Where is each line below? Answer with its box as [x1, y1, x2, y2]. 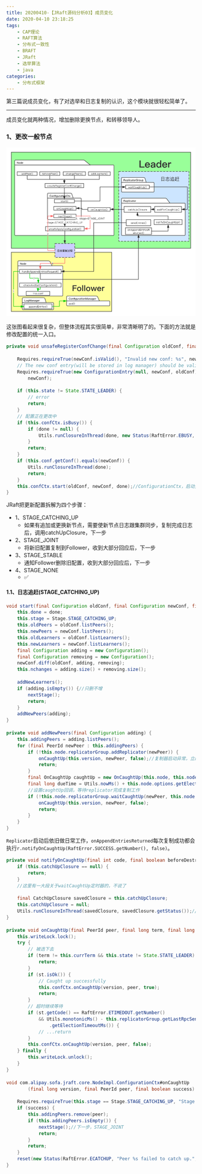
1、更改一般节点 [6, 133, 52, 141]
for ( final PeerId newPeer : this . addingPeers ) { [17, 743, 144, 749]
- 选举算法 [17, 60, 41, 66]
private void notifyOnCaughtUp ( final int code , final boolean [6, 857, 165, 863]
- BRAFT [17, 48, 36, 54]
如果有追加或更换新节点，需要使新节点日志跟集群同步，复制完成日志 [23, 522, 193, 529]
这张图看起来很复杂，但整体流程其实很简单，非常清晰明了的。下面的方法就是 [6, 323, 196, 331]
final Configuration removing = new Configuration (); [17, 654, 155, 660]
